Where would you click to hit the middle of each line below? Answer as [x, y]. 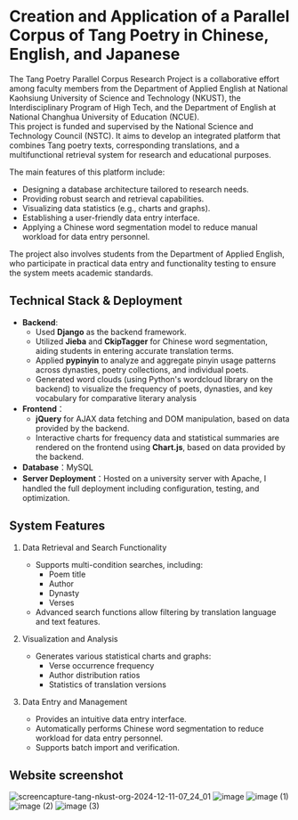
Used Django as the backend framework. [111, 332]
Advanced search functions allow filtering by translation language [156, 611]
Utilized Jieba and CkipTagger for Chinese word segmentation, [152, 341]
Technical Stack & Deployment [96, 301]
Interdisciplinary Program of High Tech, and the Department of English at [143, 107]
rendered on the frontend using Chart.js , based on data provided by [161, 447]
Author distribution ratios [94, 675]
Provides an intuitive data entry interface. [111, 718]
